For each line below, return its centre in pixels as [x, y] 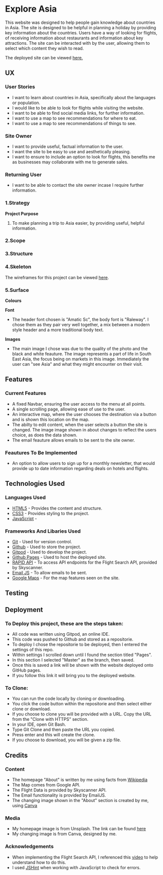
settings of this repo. [33, 650]
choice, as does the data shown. [45, 435]
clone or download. [31, 709]
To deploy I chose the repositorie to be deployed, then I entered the [80, 644]
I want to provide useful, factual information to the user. [68, 146]
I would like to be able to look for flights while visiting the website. [78, 107]
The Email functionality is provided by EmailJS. [59, 795]
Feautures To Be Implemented [41, 452]
